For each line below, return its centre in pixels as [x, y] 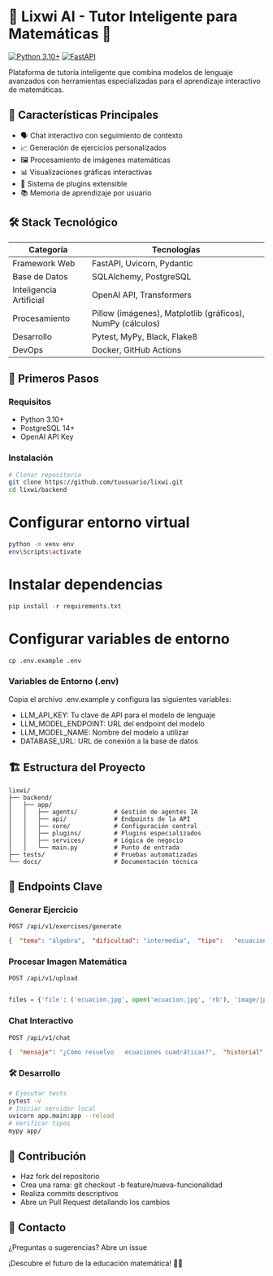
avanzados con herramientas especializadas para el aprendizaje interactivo [135, 81]
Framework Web [44, 263]
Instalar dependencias [86, 585]
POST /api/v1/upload [43, 979]
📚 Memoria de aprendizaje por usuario [86, 193]
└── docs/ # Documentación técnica [103, 862]
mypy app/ [25, 1131]
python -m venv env [41, 545]
